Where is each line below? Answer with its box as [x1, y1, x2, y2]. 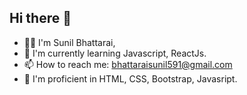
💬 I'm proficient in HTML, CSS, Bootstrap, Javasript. [23, 72, 238, 85]
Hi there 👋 [9, 10, 72, 27]
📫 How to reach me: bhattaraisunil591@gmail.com [23, 58, 233, 70]
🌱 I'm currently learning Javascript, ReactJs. [23, 47, 207, 59]
